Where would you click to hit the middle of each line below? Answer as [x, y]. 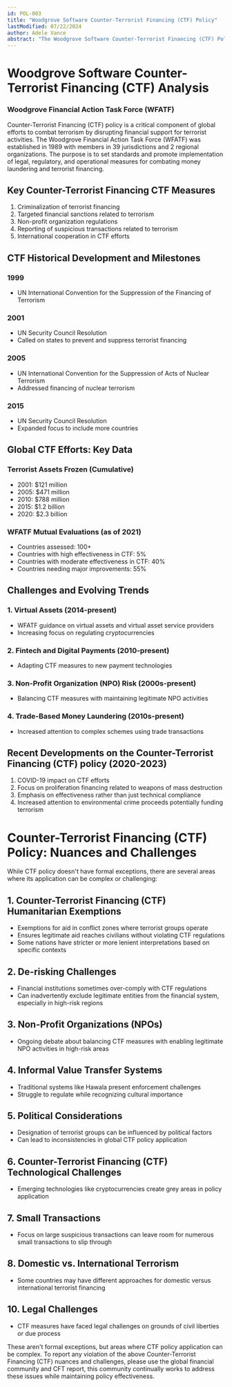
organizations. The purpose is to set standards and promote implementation [115, 154]
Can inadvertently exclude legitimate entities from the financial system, [118, 996]
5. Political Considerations [65, 1116]
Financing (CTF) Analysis [135, 88]
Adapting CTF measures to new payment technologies [95, 665]
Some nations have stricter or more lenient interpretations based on [113, 942]
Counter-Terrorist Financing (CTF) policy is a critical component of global [112, 124]
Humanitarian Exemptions [64, 911]
